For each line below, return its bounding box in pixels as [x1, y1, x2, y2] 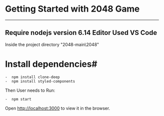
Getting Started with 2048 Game [5, 3, 140, 15]
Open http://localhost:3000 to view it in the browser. [5, 105, 110, 111]
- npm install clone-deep [5, 74, 60, 80]
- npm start [5, 97, 32, 101]
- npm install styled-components [5, 79, 76, 83]
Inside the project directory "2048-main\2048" [5, 41, 99, 47]
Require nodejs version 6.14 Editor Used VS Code [5, 29, 157, 37]
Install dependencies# [5, 58, 98, 69]
